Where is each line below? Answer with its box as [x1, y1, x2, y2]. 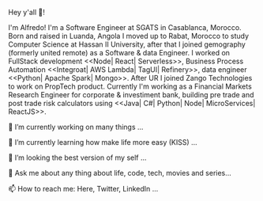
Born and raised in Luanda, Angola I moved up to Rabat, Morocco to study [8, 32, 250, 40]
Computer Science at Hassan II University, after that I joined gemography [8, 40, 246, 49]
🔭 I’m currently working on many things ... [8, 123, 144, 131]
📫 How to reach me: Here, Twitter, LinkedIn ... [8, 184, 159, 193]
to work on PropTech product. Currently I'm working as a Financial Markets [8, 82, 253, 91]
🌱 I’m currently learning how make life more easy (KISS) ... [8, 138, 197, 146]
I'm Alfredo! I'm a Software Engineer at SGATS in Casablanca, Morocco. [8, 23, 242, 32]
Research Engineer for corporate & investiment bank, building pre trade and [8, 90, 254, 99]
